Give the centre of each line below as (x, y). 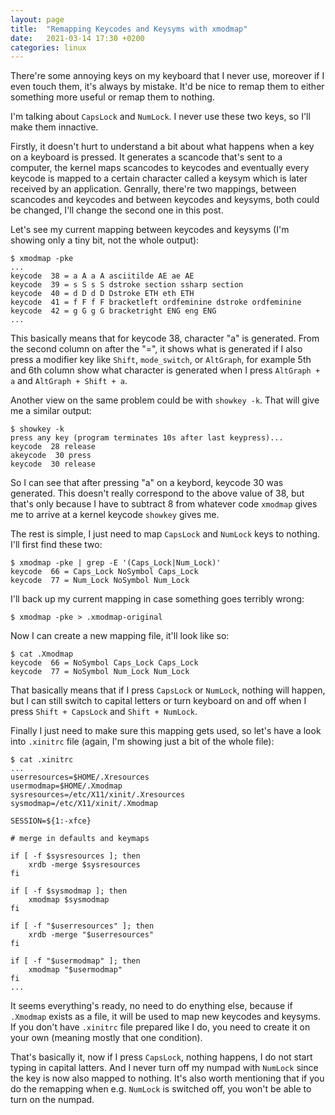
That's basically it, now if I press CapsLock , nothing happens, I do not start (161, 1057)
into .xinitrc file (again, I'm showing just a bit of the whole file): (142, 742)
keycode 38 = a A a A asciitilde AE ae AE (102, 276)
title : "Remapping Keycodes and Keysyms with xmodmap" (129, 29)
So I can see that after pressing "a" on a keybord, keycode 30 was (147, 483)
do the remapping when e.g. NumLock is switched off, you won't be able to (161, 1089)
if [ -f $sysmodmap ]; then (69, 891)
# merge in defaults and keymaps (80, 839)
